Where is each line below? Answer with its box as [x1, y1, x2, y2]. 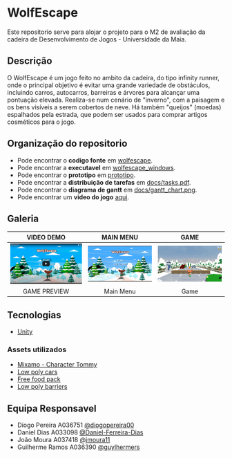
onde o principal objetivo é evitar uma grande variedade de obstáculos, [7, 81, 211, 89]
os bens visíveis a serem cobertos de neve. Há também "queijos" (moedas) [7, 102, 222, 111]
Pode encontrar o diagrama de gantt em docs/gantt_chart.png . [17, 185, 197, 194]
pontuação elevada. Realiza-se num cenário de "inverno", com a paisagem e [7, 95, 225, 104]
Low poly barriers [17, 383, 68, 391]
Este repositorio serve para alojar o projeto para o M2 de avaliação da [7, 28, 206, 36]
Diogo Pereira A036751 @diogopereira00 [17, 421, 135, 430]
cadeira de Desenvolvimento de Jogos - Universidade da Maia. [7, 35, 186, 43]
